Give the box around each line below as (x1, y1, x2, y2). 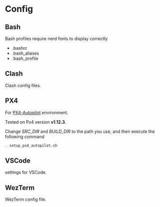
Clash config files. (5, 82, 41, 88)
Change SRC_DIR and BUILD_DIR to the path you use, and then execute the (5, 128, 155, 134)
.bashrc (12, 45, 28, 51)
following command (5, 133, 45, 139)
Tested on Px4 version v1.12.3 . (5, 119, 66, 125)
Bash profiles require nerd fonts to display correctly (5, 36, 108, 41)
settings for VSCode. (5, 169, 47, 175)
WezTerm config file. (5, 196, 47, 203)
